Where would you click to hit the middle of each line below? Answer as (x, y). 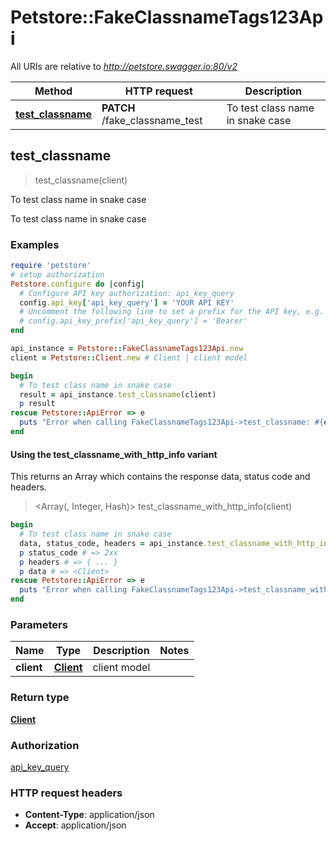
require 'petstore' (51, 266)
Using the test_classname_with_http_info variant (114, 454)
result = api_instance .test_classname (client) (118, 394)
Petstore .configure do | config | (77, 284)
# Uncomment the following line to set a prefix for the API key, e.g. (172, 312)
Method (53, 91)
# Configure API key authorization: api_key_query (127, 293)
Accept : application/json (75, 825)
